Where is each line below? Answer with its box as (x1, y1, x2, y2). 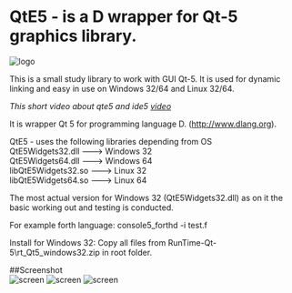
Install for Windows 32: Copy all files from (9, 237, 166, 248)
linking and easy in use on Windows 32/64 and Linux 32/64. (9, 83, 235, 94)
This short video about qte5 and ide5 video (9, 100, 172, 111)
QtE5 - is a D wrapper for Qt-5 (9, 6, 238, 27)
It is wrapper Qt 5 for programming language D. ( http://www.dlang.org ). (9, 118, 277, 129)
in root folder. (101, 247, 153, 258)
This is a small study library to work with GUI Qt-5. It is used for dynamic (9, 73, 281, 84)
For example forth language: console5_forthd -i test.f (9, 219, 207, 230)
